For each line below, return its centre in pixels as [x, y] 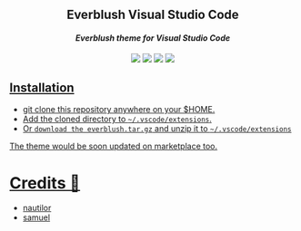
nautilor [37, 208]
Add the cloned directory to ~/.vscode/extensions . [117, 119]
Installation [42, 87]
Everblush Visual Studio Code [153, 15]
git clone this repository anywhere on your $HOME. [119, 110]
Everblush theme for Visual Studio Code [152, 38]
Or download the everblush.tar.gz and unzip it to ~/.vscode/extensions [157, 129]
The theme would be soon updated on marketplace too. [114, 146]
